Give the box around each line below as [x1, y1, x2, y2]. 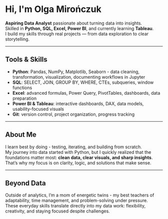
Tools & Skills [5, 55, 47, 64]
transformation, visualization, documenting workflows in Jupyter [12, 74, 145, 80]
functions [12, 84, 32, 91]
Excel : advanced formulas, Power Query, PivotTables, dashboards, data [12, 90, 160, 96]
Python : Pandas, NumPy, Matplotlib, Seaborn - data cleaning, [12, 69, 140, 75]
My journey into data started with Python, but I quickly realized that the [5, 149, 151, 155]
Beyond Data [5, 179, 46, 187]
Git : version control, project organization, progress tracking [12, 111, 135, 117]
